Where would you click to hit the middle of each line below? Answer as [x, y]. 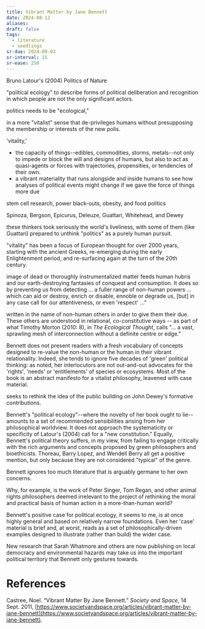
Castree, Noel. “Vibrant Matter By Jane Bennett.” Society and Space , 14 [97, 600]
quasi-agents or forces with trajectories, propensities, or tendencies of [104, 165]
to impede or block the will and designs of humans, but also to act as [102, 159]
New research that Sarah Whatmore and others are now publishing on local [101, 546]
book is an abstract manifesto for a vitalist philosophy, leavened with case [99, 378]
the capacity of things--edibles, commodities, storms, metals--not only [104, 153]
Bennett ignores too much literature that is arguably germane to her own [97, 472]
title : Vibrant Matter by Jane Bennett [57, 12]
